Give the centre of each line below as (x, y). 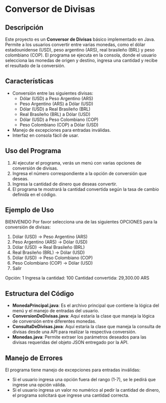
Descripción (24, 28)
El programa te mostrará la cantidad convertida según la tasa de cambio (85, 189)
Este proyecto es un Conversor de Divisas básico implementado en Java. (80, 39)
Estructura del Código (40, 293)
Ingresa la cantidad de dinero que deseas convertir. (65, 184)
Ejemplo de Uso (30, 210)
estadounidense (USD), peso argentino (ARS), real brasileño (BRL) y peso (80, 50)
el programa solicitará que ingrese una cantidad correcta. (71, 396)
